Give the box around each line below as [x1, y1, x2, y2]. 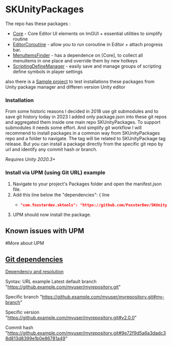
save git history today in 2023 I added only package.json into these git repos [5, 114, 167, 120]
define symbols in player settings [12, 68, 83, 75]
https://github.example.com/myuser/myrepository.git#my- [41, 294, 165, 300]
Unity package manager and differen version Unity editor [5, 83, 125, 90]
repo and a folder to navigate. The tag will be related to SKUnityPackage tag [5, 136, 166, 142]
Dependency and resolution [5, 269, 64, 275]
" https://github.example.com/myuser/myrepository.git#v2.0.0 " [5, 315, 137, 321]
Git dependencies [5, 255, 63, 264]
